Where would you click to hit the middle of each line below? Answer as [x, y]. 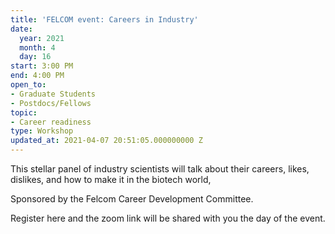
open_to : [28, 85]
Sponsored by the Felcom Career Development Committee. [132, 199]
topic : [24, 112]
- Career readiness [51, 122]
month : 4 [37, 47]
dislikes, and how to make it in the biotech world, [111, 179]
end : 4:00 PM [37, 76]
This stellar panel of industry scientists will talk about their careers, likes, [160, 169]
